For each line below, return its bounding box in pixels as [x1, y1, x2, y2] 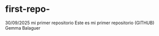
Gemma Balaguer [5, 25, 41, 31]
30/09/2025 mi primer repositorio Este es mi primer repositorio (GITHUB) [5, 20, 155, 26]
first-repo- [5, 3, 51, 15]
